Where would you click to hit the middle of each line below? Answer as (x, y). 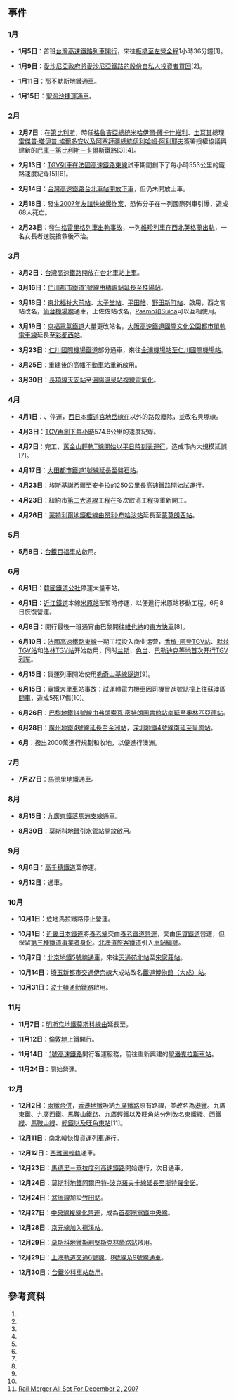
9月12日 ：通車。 (42, 882)
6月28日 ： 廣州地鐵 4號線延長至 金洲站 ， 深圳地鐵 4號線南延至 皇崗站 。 (117, 728)
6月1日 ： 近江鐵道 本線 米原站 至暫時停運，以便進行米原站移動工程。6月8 (121, 603)
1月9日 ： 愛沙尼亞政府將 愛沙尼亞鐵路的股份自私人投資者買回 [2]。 (112, 66)
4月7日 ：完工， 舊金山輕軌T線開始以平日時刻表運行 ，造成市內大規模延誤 (123, 446)
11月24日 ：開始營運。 (50, 1069)
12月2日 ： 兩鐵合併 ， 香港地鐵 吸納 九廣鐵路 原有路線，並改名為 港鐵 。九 (119, 1105)
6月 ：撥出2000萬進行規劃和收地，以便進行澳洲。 (89, 743)
